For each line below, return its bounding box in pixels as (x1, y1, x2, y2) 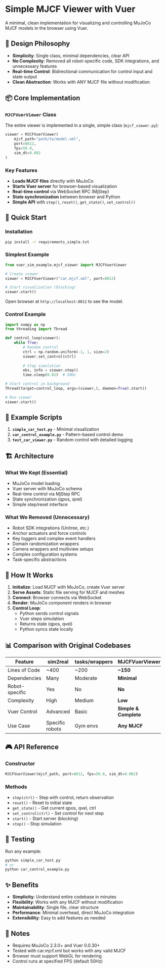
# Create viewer (5, 271, 39, 276)
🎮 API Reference (5, 743, 59, 751)
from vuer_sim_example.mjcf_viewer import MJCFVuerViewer (5, 262, 127, 267)
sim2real (47, 659, 69, 665)
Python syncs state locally (19, 626, 73, 632)
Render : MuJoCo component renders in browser (12, 600, 112, 606)
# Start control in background (5, 381, 70, 387)
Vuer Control (7, 708, 38, 715)
